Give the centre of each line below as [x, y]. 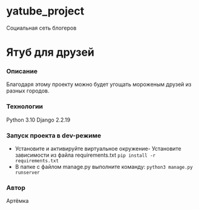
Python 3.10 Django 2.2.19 [38, 120]
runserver [28, 173]
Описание [22, 71]
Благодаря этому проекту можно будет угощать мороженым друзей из [99, 84]
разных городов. [28, 91]
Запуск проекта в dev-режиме [54, 136]
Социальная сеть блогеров [41, 28]
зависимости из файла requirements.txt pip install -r [85, 155]
